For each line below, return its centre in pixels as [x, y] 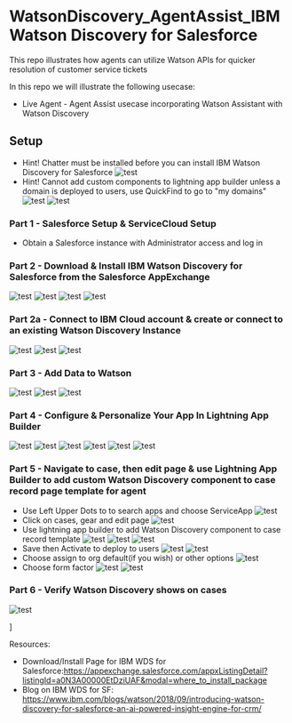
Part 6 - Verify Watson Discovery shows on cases [118, 590]
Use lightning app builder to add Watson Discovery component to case [151, 529]
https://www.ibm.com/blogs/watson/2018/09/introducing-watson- [143, 699]
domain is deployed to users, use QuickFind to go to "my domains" [144, 191]
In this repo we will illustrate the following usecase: [102, 86]
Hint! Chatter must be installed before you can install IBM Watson [141, 163]
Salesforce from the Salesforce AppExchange [110, 277]
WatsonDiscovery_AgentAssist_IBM [145, 16]
